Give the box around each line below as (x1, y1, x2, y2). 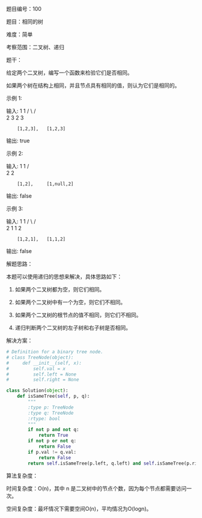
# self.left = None (6, 371, 77, 377)
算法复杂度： (6, 472, 38, 479)
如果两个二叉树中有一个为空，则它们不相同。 (14, 299, 126, 305)
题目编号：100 (6, 5, 42, 12)
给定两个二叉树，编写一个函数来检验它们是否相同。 (6, 69, 133, 76)
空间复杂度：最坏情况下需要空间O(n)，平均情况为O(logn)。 (6, 505, 152, 512)
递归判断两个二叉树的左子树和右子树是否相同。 (14, 324, 131, 331)
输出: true (6, 137, 30, 144)
